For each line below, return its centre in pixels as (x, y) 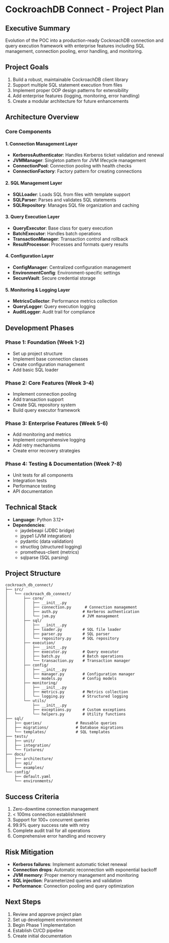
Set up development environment (47, 920)
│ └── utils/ (26, 701)
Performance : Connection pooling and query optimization (73, 886)
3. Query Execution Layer (32, 217)
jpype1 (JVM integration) (46, 536)
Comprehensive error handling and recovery (59, 836)
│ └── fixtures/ (25, 750)
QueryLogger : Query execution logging (54, 307)
